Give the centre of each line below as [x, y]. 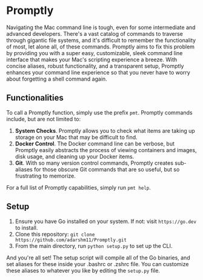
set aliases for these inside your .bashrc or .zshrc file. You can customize [98, 264]
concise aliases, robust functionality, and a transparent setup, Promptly [95, 66]
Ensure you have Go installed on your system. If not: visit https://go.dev [106, 221]
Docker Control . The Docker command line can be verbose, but [95, 144]
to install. [26, 227]
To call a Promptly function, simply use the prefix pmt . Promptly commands [99, 112]
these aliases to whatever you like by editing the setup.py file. [83, 270]
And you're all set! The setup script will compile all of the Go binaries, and [98, 258]
